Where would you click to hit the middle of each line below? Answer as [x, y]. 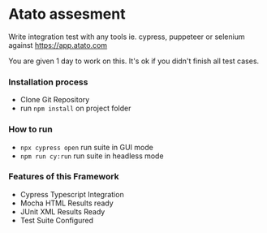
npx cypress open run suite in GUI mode [87, 147]
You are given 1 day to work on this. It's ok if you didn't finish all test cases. [134, 61]
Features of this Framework [64, 177]
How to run [30, 129]
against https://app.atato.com [58, 45]
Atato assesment [67, 14]
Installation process [48, 82]
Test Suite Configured [57, 220]
